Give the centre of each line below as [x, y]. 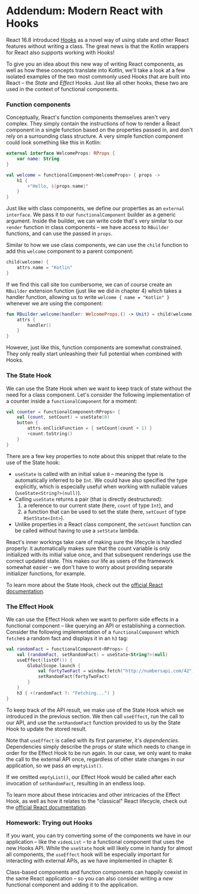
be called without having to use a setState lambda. [77, 530]
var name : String [38, 159]
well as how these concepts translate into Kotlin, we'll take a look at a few [96, 70]
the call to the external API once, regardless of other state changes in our [95, 759]
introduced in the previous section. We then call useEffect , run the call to [95, 716]
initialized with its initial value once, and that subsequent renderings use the [99, 554]
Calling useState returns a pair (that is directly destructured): [89, 499]
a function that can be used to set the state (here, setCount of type [105, 512]
